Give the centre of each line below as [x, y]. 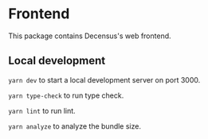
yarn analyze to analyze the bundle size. [75, 126]
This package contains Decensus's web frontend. [90, 36]
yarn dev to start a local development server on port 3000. [104, 79]
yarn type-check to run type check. [66, 95]
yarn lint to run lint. [42, 110]
